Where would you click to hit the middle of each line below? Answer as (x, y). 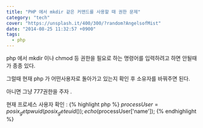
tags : (13, 35)
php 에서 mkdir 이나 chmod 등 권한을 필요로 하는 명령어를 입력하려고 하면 (94, 58)
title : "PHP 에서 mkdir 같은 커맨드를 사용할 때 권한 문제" (74, 12)
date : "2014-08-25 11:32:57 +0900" (51, 29)
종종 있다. (24, 66)
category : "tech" (28, 18)
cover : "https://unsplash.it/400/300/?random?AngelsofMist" (84, 23)
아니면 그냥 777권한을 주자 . (39, 91)
